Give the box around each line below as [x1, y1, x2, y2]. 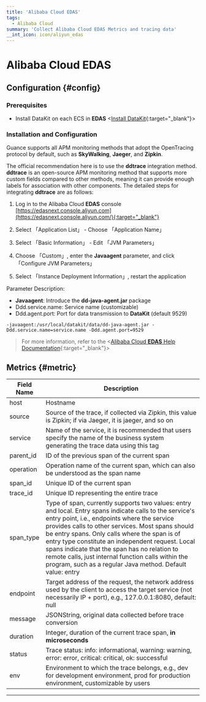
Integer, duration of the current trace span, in [45, 628, 176, 637]
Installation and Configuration [6, 130, 97, 139]
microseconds [45, 636, 89, 644]
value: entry [45, 568, 80, 576]
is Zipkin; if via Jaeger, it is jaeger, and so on [45, 416, 174, 425]
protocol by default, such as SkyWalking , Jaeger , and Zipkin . [6, 151, 163, 158]
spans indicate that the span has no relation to [45, 545, 179, 554]
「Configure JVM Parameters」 [15, 260, 96, 267]
